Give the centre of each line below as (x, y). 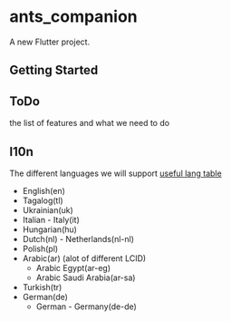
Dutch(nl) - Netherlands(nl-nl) (78, 238)
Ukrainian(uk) (48, 209)
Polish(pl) (40, 248)
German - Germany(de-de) (87, 306)
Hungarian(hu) (49, 229)
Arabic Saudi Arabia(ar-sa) (86, 277)
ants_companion (73, 17)
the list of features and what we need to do (90, 123)
